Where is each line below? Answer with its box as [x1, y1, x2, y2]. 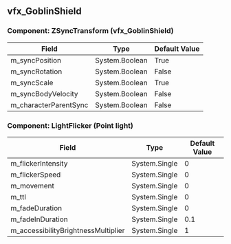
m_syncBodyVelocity [10, 89, 78, 98]
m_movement [10, 181, 55, 190]
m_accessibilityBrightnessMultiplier [10, 225, 125, 235]
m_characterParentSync [10, 100, 89, 109]
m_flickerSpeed [10, 170, 61, 179]
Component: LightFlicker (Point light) [7, 120, 134, 130]
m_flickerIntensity [10, 158, 68, 168]
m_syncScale [10, 78, 54, 87]
